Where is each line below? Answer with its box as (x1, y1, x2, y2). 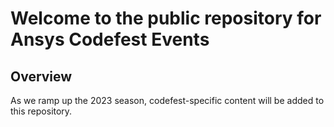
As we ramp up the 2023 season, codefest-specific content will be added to (10, 95, 325, 106)
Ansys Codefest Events (10, 28, 210, 51)
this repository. (10, 105, 73, 117)
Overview (10, 68, 73, 85)
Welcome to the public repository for (10, 7, 322, 30)
